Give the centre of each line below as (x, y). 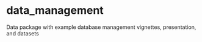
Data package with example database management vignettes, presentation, (101, 27)
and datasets (23, 33)
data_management (55, 10)
